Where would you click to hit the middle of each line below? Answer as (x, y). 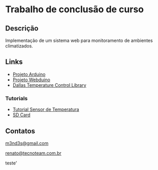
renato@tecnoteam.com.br (34, 153)
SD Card (21, 115)
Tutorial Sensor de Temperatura (46, 110)
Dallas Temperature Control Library (49, 85)
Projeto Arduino (29, 74)
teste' (11, 163)
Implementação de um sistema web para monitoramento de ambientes (79, 40)
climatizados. (19, 46)
